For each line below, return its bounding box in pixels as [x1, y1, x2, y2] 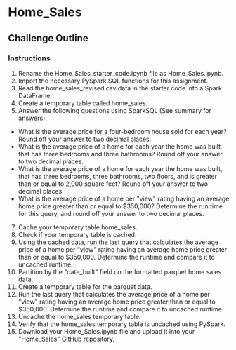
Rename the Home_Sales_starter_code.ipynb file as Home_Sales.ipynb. [18, 69, 224, 77]
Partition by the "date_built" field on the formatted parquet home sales [18, 267, 222, 276]
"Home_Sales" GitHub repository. [18, 335, 115, 343]
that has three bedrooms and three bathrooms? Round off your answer [18, 149, 223, 158]
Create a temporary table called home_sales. [18, 99, 148, 107]
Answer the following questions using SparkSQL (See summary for [18, 106, 212, 114]
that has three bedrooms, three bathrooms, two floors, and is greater [18, 172, 217, 180]
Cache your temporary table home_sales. [18, 222, 138, 231]
